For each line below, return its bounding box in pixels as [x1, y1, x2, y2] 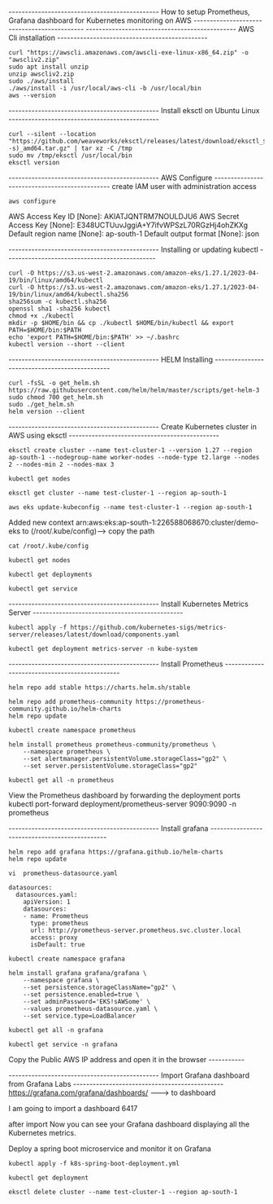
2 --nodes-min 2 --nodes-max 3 [8, 460, 115, 468]
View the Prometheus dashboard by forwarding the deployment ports [8, 790, 241, 800]
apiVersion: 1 [23, 898, 71, 906]
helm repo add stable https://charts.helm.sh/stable [8, 683, 191, 692]
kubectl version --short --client [8, 341, 126, 349]
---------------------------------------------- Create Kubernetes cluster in [8, 422, 258, 431]
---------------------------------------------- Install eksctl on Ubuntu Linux [8, 106, 260, 115]
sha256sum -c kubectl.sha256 [8, 297, 107, 305]
